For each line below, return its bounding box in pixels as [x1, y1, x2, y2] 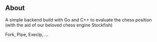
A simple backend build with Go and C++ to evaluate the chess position [5, 17, 152, 22]
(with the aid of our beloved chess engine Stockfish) [5, 22, 113, 28]
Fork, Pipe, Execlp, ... [5, 31, 49, 37]
